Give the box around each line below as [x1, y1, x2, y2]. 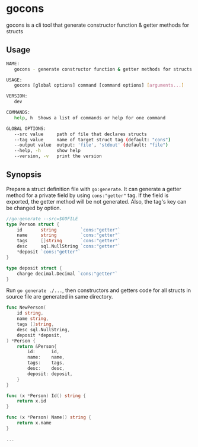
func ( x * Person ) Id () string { [6, 392, 86, 399]
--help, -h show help [14, 148, 81, 154]
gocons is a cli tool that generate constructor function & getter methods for [6, 21, 190, 28]
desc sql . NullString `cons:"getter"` [17, 243, 120, 249]
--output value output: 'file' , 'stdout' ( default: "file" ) [14, 142, 168, 148]
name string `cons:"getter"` [17, 232, 120, 239]
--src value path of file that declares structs [14, 131, 147, 137]
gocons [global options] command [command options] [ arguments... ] [14, 83, 184, 88]
